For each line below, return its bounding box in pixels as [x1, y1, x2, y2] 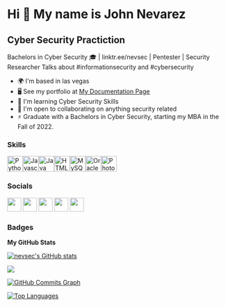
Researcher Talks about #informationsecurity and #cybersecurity [7, 63, 194, 71]
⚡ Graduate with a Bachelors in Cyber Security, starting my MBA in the [17, 113, 219, 120]
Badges [7, 222, 33, 232]
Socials [7, 181, 33, 191]
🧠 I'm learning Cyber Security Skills [17, 97, 119, 105]
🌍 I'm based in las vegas [17, 77, 90, 85]
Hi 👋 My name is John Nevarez [7, 6, 186, 22]
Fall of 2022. [17, 123, 54, 131]
